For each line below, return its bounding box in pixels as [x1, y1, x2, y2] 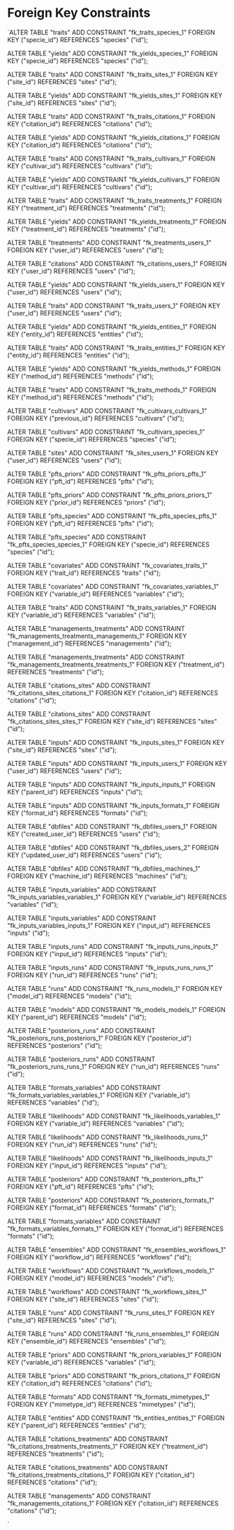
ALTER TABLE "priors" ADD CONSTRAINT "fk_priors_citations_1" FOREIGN [7, 1372, 221, 1380]
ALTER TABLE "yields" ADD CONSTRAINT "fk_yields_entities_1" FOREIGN [7, 322, 217, 331]
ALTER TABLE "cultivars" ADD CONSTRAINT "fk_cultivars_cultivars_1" [7, 407, 207, 415]
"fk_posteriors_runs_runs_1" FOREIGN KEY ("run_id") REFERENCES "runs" [7, 1062, 220, 1070]
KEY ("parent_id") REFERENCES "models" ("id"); [7, 1013, 147, 1021]
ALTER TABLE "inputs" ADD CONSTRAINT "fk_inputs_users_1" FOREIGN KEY [7, 759, 227, 767]
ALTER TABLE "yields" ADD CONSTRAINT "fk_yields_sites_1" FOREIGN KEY [7, 91, 223, 100]
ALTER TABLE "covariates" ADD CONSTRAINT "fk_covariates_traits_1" [7, 561, 208, 569]
